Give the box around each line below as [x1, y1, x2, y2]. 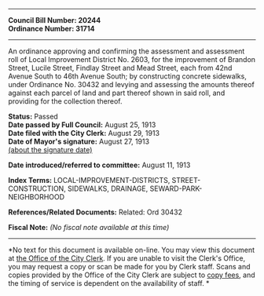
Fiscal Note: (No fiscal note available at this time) [8, 223, 170, 232]
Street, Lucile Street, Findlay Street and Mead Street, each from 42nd [8, 64, 233, 72]
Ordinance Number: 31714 [8, 24, 95, 33]
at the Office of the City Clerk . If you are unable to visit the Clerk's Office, [8, 254, 246, 263]
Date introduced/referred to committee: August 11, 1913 [8, 160, 191, 170]
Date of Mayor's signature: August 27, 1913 [8, 137, 150, 146]
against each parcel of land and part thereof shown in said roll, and [8, 88, 225, 97]
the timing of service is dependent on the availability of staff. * [8, 279, 210, 287]
